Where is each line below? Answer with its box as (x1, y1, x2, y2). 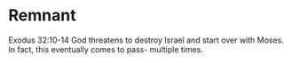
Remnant (8, 5, 76, 26)
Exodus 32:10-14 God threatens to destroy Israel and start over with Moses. (8, 35, 285, 45)
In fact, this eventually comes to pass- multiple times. (8, 43, 203, 54)
